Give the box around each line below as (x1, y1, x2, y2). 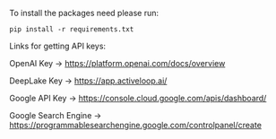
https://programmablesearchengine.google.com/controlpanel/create (9, 120, 263, 130)
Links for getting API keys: (9, 40, 106, 51)
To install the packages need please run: (9, 8, 160, 18)
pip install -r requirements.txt (9, 25, 134, 34)
